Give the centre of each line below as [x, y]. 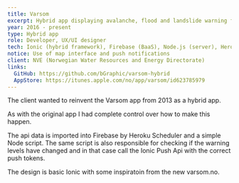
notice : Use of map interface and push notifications [89, 54]
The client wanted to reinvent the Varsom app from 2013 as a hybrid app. [115, 100]
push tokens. [26, 158]
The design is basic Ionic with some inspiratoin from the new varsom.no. [113, 172]
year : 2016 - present [39, 27]
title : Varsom [28, 14]
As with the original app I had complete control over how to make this [109, 114]
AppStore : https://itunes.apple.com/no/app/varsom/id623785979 [109, 80]
